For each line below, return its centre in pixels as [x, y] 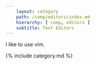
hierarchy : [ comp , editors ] [53, 22]
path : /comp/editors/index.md [53, 17]
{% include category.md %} [39, 56]
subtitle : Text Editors [45, 28]
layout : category [37, 11]
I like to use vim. [25, 45]
